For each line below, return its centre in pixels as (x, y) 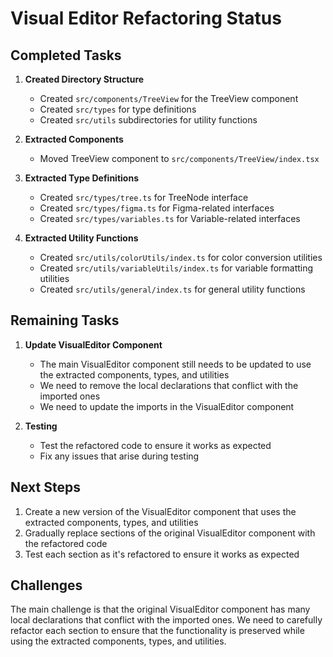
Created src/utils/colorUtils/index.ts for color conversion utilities (181, 257)
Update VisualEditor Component (93, 344)
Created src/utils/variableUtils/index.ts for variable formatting (176, 268)
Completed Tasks (66, 55)
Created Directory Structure (84, 79)
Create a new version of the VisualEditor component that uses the (160, 511)
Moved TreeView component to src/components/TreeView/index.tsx (179, 158)
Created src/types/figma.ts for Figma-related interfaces (157, 208)
